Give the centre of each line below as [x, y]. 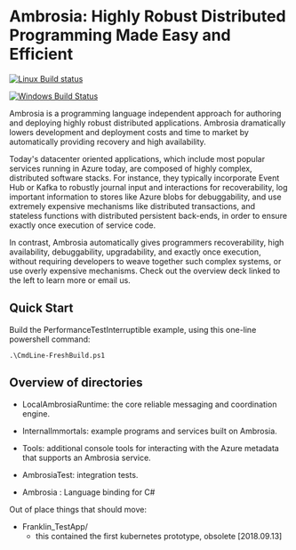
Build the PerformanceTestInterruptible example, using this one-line [133, 329]
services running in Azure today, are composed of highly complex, [131, 168]
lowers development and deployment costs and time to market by [129, 132]
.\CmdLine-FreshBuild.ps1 [57, 355]
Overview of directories [76, 383]
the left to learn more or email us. [70, 280]
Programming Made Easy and [120, 35]
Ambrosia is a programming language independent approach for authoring [145, 113]
